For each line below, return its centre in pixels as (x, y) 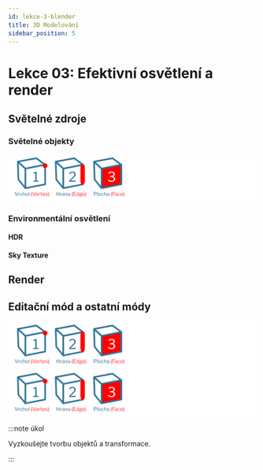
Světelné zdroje (47, 118)
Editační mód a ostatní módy (80, 307)
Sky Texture (28, 255)
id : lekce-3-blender (42, 17)
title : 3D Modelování (44, 25)
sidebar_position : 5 (42, 33)
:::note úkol (26, 428)
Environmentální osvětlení (59, 218)
